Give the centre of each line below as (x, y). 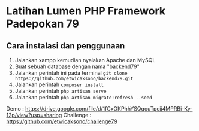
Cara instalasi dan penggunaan (66, 46)
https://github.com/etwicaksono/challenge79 (62, 121)
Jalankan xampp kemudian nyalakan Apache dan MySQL (85, 60)
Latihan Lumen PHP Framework (86, 11)
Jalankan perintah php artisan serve (61, 91)
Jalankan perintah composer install (59, 84)
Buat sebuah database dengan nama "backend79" (77, 66)
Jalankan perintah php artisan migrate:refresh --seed (83, 97)
